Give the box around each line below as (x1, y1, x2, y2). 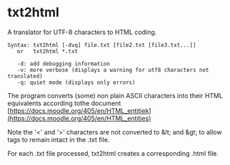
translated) (7, 73, 43, 80)
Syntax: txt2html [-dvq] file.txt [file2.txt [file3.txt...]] (7, 41, 196, 48)
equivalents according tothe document (7, 99, 121, 107)
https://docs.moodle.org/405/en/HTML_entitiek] (9, 106, 151, 115)
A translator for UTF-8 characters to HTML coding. (7, 28, 157, 36)
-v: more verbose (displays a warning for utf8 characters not (16, 66, 209, 73)
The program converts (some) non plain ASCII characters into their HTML (7, 91, 224, 100)
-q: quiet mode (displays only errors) (16, 79, 136, 86)
